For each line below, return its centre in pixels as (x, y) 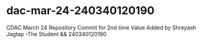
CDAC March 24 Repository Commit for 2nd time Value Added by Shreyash (101, 28)
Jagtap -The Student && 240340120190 (56, 34)
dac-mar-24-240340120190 (80, 11)
